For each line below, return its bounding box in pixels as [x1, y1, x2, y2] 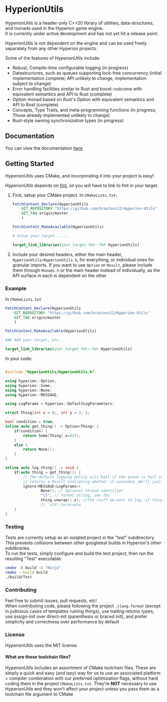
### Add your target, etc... [5, 338, 66, 343]
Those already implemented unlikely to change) [12, 112, 110, 118]
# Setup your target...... [12, 233, 69, 238]
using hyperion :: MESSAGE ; [5, 392, 59, 397]
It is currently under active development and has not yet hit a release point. [5, 30, 159, 36]
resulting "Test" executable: [5, 556, 62, 562]
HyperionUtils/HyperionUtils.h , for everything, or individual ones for [12, 257, 155, 263]
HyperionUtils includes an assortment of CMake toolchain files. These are [5, 665, 157, 671]
